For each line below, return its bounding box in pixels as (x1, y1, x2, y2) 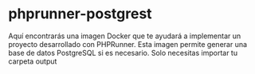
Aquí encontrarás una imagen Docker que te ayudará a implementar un (8, 31, 241, 41)
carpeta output (8, 56, 57, 66)
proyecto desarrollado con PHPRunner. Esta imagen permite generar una (8, 39, 248, 49)
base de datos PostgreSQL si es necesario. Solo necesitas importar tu (8, 48, 237, 57)
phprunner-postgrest (8, 5, 153, 23)
